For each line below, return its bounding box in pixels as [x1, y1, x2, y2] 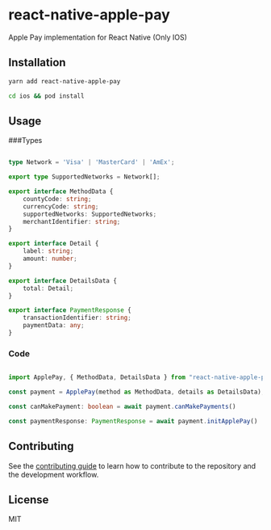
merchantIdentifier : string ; [23, 217, 121, 225]
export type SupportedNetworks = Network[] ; [8, 173, 161, 181]
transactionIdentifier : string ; [23, 313, 131, 322]
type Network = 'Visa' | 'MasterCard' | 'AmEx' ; [8, 158, 175, 166]
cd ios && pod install [8, 91, 85, 100]
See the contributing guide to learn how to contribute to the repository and [8, 461, 256, 470]
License [8, 493, 49, 507]
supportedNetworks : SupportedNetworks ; [23, 210, 157, 218]
